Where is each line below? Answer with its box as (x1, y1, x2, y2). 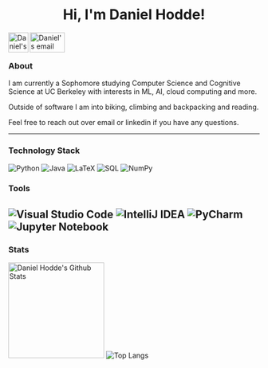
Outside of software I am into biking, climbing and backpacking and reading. (8, 102, 259, 112)
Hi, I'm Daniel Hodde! (62, 6, 206, 24)
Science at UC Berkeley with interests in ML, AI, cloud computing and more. (8, 87, 258, 96)
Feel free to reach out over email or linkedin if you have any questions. (8, 118, 239, 127)
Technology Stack (8, 145, 81, 156)
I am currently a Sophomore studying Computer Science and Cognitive (8, 78, 241, 88)
